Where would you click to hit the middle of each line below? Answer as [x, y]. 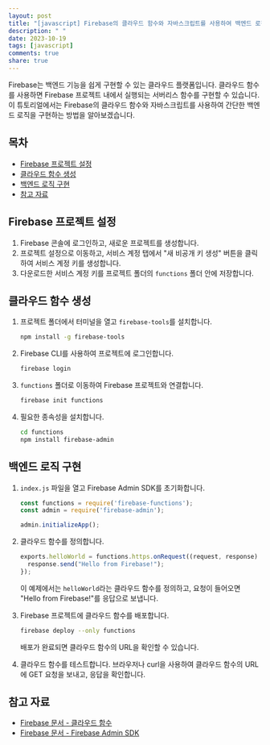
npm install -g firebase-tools [72, 337]
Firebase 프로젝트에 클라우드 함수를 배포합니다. [94, 615]
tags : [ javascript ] [41, 46]
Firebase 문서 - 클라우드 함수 [66, 723]
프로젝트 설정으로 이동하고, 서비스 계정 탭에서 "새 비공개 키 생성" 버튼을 [131, 253]
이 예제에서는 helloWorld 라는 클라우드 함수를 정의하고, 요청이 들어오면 [130, 588]
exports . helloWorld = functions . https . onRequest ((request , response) [139, 557]
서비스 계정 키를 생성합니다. [78, 263]
